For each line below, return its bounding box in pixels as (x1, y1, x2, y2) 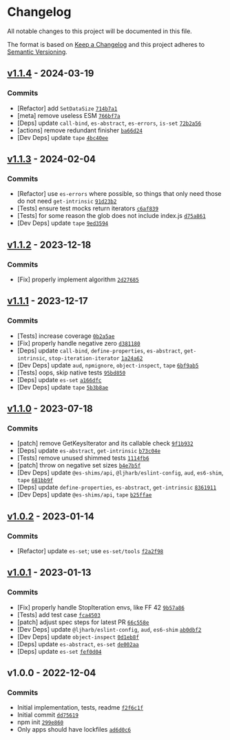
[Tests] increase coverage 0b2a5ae (17, 332, 115, 340)
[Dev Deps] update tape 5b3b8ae (17, 383, 109, 391)
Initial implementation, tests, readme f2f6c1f (17, 703, 144, 712)
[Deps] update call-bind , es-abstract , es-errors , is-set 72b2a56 (17, 119, 202, 127)
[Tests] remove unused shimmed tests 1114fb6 (17, 454, 149, 462)
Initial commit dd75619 (17, 711, 79, 719)
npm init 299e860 (17, 718, 64, 726)
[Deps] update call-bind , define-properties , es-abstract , (17, 346, 182, 354)
